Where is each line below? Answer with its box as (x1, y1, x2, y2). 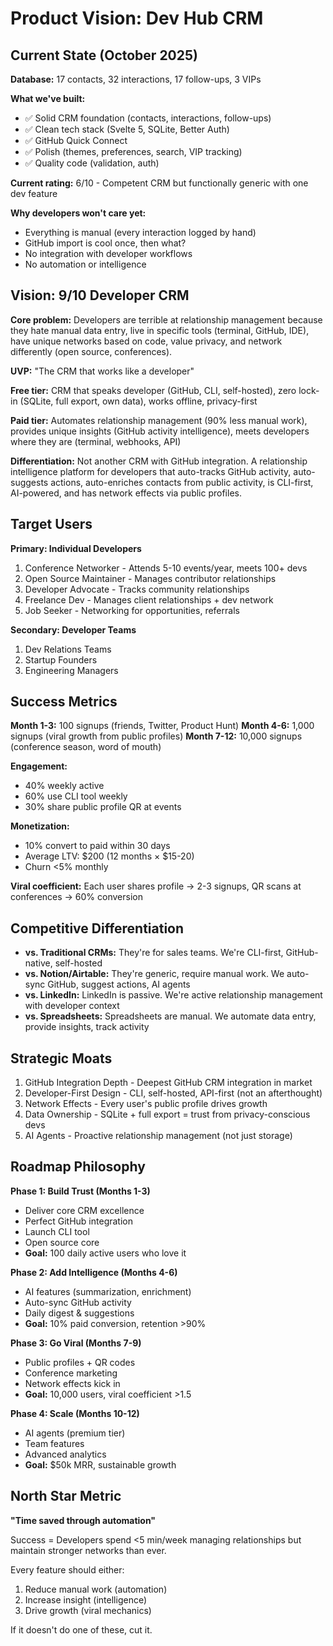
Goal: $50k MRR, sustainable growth (24, 1458, 177, 1471)
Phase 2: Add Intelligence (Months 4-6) (10, 1266, 178, 1278)
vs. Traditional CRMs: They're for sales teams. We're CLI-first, (24, 947, 284, 959)
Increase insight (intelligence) (24, 1593, 148, 1606)
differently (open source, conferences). (10, 345, 173, 357)
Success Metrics (10, 693, 118, 711)
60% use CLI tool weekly (24, 790, 128, 802)
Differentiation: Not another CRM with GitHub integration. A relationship (10, 455, 308, 467)
